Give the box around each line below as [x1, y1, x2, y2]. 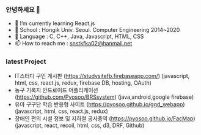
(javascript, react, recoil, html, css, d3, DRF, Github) [14, 121, 145, 129]
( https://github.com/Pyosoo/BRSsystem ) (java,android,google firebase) [14, 93, 194, 101]
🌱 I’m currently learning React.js [14, 20, 95, 27]
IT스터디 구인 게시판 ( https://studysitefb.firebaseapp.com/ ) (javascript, [14, 72, 190, 79]
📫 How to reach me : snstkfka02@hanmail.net [14, 40, 133, 47]
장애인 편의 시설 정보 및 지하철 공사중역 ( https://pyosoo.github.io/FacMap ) [14, 115, 196, 122]
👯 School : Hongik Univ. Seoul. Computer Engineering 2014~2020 [14, 26, 180, 34]
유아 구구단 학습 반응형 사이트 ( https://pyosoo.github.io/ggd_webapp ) [14, 100, 185, 108]
